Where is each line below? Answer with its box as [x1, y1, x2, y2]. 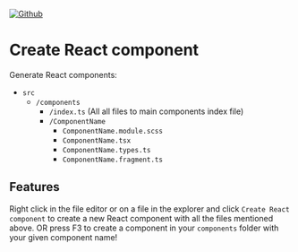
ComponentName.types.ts [62, 145, 151, 154]
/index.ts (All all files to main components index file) [48, 106, 244, 117]
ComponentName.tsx [62, 135, 132, 145]
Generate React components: [9, 69, 118, 80]
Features [9, 179, 60, 195]
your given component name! [9, 231, 118, 242]
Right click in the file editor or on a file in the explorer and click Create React [9, 203, 290, 214]
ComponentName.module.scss [62, 126, 164, 135]
